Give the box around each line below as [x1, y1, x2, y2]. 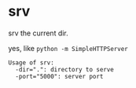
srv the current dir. [8, 28, 68, 38]
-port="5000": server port [15, 72, 104, 80]
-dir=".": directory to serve [15, 65, 114, 73]
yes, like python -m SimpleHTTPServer [8, 43, 128, 53]
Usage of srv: [8, 58, 55, 67]
